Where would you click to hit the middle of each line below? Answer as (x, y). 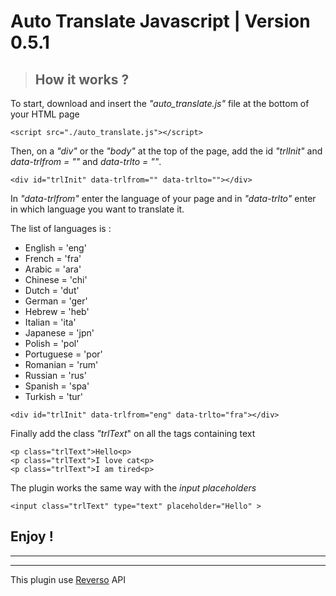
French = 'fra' (53, 258)
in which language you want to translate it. (97, 209)
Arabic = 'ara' (53, 269)
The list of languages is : (61, 228)
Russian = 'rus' (55, 375)
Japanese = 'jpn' (59, 333)
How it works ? (82, 79)
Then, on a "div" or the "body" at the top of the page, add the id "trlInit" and (166, 151)
